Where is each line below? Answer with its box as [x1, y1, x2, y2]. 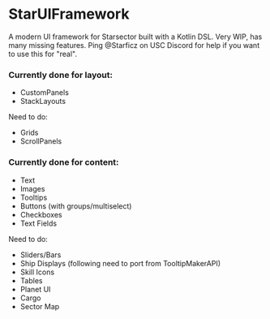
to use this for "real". [8, 49, 78, 58]
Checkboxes [19, 209, 62, 219]
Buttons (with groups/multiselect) [19, 200, 132, 211]
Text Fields [19, 218, 58, 228]
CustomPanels [19, 88, 69, 97]
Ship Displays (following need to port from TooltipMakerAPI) [19, 258, 221, 268]
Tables [19, 275, 43, 285]
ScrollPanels [19, 136, 62, 146]
